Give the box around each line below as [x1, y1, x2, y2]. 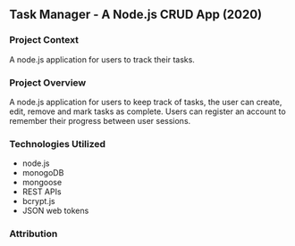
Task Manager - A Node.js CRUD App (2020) [9, 7, 263, 22]
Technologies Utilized [9, 137, 105, 150]
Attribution [9, 227, 58, 240]
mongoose [21, 177, 63, 188]
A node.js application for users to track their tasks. [9, 53, 195, 65]
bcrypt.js [21, 196, 55, 207]
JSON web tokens [21, 205, 89, 217]
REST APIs [21, 186, 62, 197]
